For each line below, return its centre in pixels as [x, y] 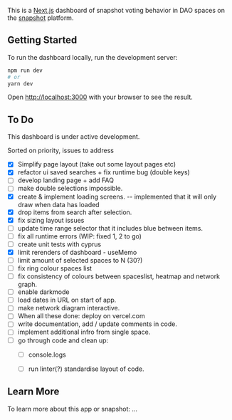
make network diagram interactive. [69, 308]
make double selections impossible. [70, 189]
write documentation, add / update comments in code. [97, 324]
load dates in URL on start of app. [67, 300]
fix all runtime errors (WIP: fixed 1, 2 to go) [80, 236]
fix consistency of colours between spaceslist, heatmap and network [119, 276]
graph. [27, 285]
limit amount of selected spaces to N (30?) [80, 260]
